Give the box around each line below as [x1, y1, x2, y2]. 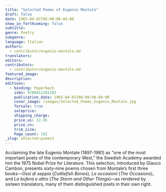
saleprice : [14, 108, 37, 114]
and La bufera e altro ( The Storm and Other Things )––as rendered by [5, 176, 146, 182]
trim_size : [14, 127, 37, 132]
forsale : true [14, 104, 43, 109]
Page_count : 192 [14, 132, 48, 137]
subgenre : [5, 35, 26, 40]
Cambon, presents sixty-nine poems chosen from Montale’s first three [5, 165, 149, 171]
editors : [5, 58, 23, 63]
